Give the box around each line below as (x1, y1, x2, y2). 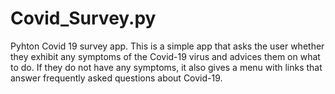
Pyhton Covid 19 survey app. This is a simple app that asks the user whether (10, 40, 325, 52)
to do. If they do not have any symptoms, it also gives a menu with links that (10, 61, 323, 73)
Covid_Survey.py (10, 7, 157, 30)
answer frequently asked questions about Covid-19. (10, 72, 223, 84)
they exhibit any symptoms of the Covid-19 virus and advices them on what (10, 50, 321, 62)
